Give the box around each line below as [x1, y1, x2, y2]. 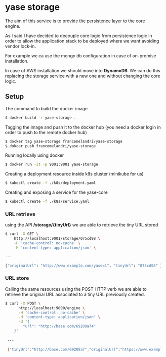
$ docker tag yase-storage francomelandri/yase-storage [5, 139, 123, 144]
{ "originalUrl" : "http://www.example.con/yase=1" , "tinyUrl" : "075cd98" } [5, 263, 163, 268]
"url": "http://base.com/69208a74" [23, 324, 96, 329]
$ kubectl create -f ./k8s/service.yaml [5, 199, 90, 204]
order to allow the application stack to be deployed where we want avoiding [5, 38, 159, 44]
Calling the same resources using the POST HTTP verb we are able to [5, 286, 147, 292]
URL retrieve [5, 211, 36, 218]
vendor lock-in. [5, 43, 36, 49]
